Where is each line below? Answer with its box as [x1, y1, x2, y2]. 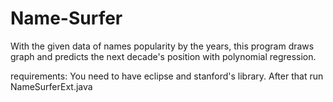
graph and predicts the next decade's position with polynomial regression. [10, 50, 317, 62]
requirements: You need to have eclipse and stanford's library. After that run [10, 70, 324, 82]
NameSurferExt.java [10, 80, 93, 92]
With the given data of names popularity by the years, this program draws [10, 40, 315, 52]
